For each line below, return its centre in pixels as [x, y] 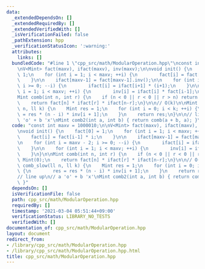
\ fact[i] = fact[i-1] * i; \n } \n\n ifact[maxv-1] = [98, 137]
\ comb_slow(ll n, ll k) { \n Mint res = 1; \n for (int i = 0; [106, 166]
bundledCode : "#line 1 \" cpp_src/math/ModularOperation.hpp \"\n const [102, 63]
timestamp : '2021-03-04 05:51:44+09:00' [64, 211]
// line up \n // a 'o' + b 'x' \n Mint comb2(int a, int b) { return [103, 177]
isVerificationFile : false [46, 194]
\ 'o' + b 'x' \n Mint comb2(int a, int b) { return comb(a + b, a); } [108, 120]
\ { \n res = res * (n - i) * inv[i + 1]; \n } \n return [106, 171]
